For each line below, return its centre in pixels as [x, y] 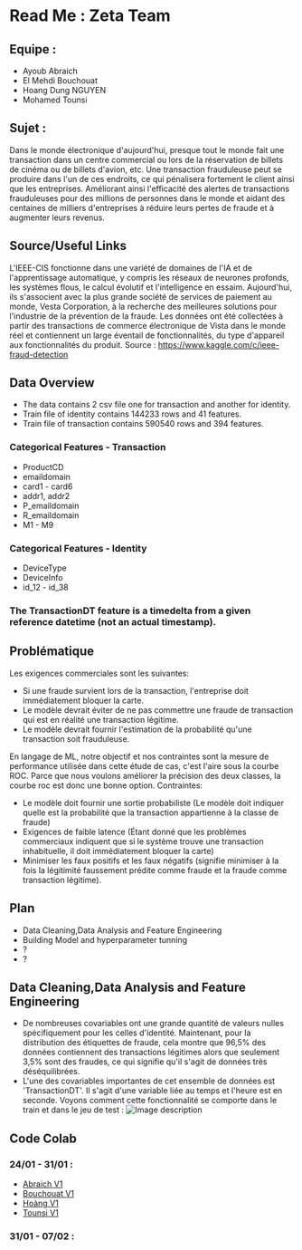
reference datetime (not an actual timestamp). [113, 621]
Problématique [52, 652]
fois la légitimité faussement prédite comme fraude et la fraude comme [155, 870]
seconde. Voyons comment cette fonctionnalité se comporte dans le [150, 1101]
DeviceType [44, 568]
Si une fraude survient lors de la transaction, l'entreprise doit [135, 690]
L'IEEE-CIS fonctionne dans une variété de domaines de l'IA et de [131, 267]
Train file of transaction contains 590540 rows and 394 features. [143, 424]
